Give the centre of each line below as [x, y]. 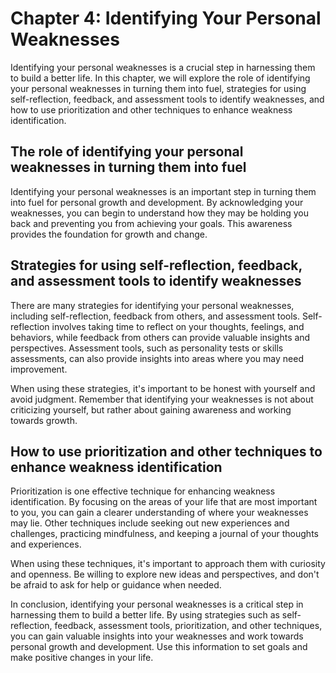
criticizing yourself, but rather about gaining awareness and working [151, 409]
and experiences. [46, 544]
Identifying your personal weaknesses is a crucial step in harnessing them [163, 67]
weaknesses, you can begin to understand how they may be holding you [159, 213]
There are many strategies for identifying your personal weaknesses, [152, 305]
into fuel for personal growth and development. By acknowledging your [157, 202]
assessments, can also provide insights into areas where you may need [157, 358]
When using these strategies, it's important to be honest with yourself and [163, 388]
